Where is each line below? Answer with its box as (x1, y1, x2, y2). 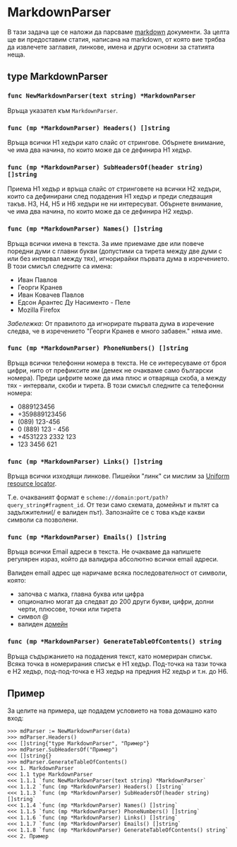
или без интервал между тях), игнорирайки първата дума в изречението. (7, 254, 229, 262)
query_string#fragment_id (7, 502, 83, 509)
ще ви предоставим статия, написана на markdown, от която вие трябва (7, 35, 226, 43)
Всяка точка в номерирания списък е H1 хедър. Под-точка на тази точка (7, 659, 227, 668)
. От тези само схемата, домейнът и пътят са (83, 501, 219, 509)
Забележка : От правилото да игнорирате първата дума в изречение (7, 319, 214, 327)
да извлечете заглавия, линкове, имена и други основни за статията (7, 42, 215, 51)
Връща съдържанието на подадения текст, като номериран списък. (7, 652, 213, 660)
